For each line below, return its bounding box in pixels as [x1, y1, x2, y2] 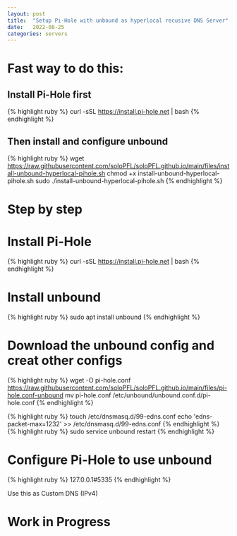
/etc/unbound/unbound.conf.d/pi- [112, 391, 212, 400]
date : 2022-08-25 [7, 23, 65, 30]
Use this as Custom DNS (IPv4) [7, 489, 99, 497]
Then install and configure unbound [7, 135, 169, 147]
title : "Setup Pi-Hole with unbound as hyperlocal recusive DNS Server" [7, 17, 229, 24]
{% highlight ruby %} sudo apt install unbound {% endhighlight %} [7, 313, 201, 322]
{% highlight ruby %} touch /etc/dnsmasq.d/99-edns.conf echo [7, 412, 193, 421]
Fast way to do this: [7, 61, 124, 76]
